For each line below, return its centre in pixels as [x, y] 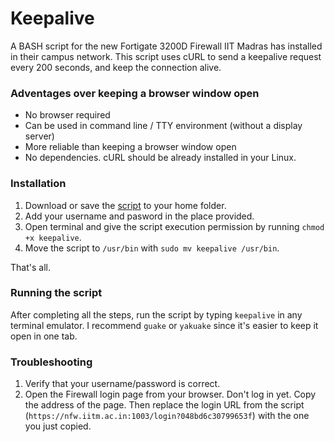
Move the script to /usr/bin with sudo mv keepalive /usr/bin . [152, 248]
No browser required [67, 115]
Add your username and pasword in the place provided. [139, 216]
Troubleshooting [51, 362]
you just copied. [58, 426]
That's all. [30, 267]
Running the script [56, 293]
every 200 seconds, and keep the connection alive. [116, 67]
